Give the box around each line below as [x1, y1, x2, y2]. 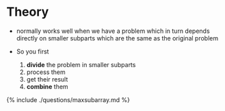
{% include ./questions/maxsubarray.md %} [6, 95, 131, 103]
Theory [6, 4, 49, 20]
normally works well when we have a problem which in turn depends [16, 27, 210, 35]
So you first [16, 47, 49, 56]
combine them [26, 82, 69, 90]
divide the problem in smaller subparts [26, 60, 136, 69]
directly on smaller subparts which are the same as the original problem [16, 34, 219, 42]
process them [26, 68, 66, 76]
